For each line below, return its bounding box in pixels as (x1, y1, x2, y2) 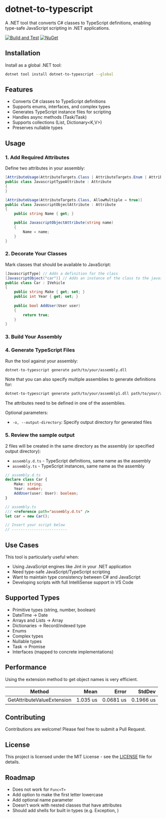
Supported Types (5, 593, 60, 602)
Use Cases (5, 541, 39, 549)
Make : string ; (14, 482, 43, 487)
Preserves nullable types (12, 125, 63, 131)
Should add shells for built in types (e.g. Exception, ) (12, 808, 119, 814)
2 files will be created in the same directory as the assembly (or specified (5, 443, 155, 449)
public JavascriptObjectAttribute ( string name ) (14, 220, 114, 226)
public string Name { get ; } (14, 211, 74, 216)
